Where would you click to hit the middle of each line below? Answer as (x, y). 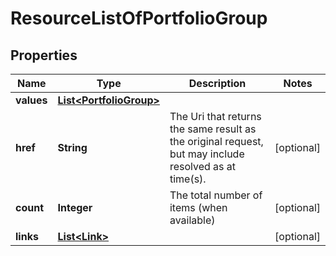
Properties (44, 55)
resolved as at (203, 166)
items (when (198, 207)
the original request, (216, 141)
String (72, 147)
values (31, 100)
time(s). (188, 179)
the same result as (213, 129)
